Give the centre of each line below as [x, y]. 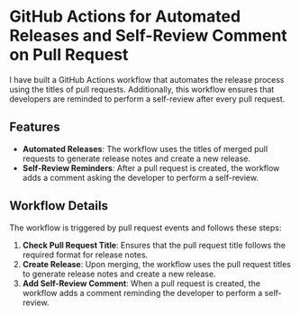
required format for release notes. [85, 255]
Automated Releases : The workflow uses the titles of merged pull [145, 148]
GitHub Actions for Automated [125, 17]
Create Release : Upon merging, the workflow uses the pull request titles [156, 264]
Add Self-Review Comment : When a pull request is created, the [141, 283]
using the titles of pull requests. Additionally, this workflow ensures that [142, 89]
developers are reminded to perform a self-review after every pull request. [147, 99]
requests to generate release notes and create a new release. [136, 158]
